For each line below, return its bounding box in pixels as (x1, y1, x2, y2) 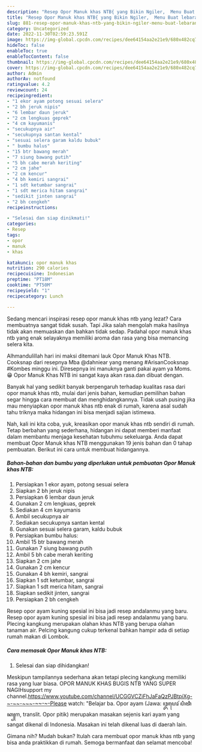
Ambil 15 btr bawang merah (15, 539, 83, 546)
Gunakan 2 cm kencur (15, 564, 71, 571)
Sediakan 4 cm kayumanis (15, 506, 81, 514)
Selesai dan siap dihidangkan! (15, 662, 89, 669)
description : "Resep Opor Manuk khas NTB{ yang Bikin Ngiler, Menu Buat (7, 8, 195, 15)
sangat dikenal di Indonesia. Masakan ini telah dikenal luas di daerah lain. (7, 721, 188, 728)
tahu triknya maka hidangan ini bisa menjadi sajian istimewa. (7, 408, 156, 415)
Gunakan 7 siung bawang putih (15, 545, 92, 552)
